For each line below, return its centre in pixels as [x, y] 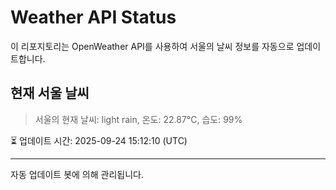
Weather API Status [93, 17]
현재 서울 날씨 [50, 93]
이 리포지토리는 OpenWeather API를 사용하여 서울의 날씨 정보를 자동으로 [152, 46]
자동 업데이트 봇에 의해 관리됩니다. [77, 174]
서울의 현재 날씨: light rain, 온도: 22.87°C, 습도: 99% [138, 119]
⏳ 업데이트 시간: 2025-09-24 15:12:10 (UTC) [99, 140]
